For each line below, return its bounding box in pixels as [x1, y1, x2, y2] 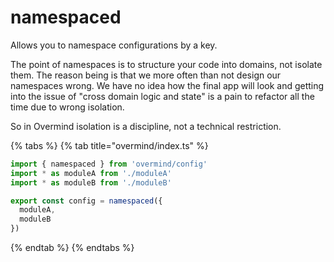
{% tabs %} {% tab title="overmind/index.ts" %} [10, 139, 209, 151]
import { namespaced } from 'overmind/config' [10, 159, 208, 169]
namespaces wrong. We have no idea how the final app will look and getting [10, 79, 325, 91]
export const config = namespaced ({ [10, 196, 163, 206]
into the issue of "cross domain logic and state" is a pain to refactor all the [10, 90, 315, 102]
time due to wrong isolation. [10, 101, 125, 113]
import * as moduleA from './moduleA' [10, 168, 172, 178]
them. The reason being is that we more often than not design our [10, 69, 282, 81]
